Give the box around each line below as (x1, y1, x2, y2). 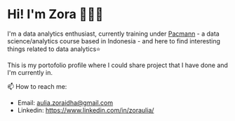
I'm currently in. (7, 68, 53, 76)
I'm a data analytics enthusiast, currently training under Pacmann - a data (7, 29, 220, 38)
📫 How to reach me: (7, 82, 67, 90)
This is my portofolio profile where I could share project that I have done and (7, 61, 228, 69)
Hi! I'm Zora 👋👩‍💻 (7, 6, 104, 22)
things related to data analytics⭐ (7, 45, 101, 53)
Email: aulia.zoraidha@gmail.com (17, 98, 114, 107)
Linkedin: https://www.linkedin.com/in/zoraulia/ (17, 106, 154, 114)
